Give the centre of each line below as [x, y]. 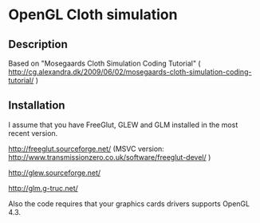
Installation [37, 106]
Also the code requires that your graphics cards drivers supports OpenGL [129, 203]
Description [38, 44]
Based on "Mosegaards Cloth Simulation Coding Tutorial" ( [104, 63]
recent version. [33, 133]
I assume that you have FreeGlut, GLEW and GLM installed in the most [123, 125]
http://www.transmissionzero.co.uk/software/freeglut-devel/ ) [110, 157]
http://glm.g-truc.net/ [43, 188]
